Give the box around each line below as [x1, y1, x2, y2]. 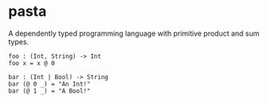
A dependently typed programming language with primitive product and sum [8, 29, 260, 38]
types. [8, 36, 29, 46]
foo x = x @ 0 [8, 59, 56, 67]
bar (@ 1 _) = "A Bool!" [8, 86, 91, 95]
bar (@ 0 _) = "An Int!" [8, 80, 91, 88]
